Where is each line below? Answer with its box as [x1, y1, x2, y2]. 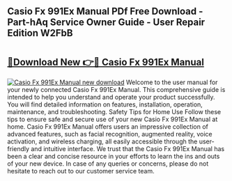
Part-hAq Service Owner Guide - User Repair [7, 17, 206, 29]
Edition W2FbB [7, 27, 73, 39]
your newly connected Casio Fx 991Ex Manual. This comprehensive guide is [7, 86, 226, 93]
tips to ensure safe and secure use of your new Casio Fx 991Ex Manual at [7, 115, 218, 123]
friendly [7, 145, 30, 152]
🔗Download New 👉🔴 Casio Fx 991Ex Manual [7, 56, 204, 68]
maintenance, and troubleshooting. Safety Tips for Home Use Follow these [7, 108, 222, 116]
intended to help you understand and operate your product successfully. [7, 93, 215, 101]
